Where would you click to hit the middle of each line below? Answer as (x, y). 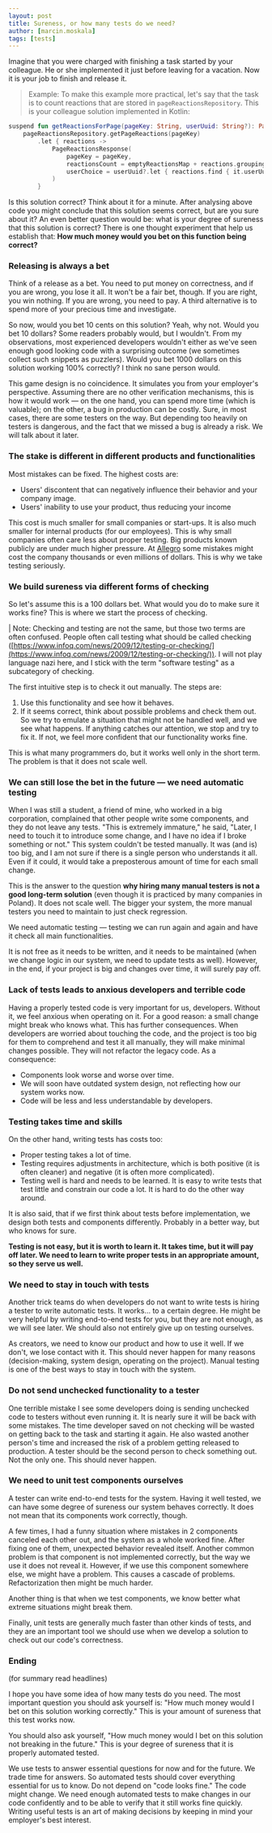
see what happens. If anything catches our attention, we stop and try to (139, 728)
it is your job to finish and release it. (68, 78)
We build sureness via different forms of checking (108, 586)
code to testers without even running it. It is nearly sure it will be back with (132, 1416)
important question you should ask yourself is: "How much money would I (132, 1703)
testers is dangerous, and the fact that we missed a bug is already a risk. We (136, 426)
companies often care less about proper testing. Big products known (123, 540)
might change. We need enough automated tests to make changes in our (130, 1794)
